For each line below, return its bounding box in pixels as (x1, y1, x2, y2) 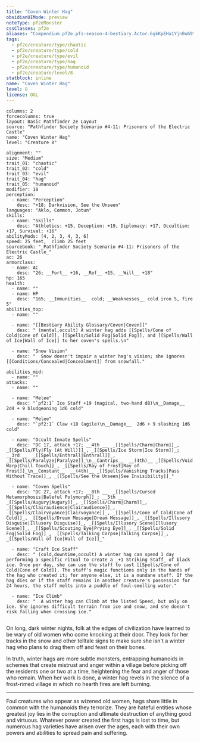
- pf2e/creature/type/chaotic (11, 42, 86, 48)
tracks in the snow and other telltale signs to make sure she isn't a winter (6, 637, 185, 644)
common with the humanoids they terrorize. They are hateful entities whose (6, 704, 192, 711)
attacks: (6, 379, 28, 385)
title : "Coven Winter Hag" (6, 8, 73, 15)
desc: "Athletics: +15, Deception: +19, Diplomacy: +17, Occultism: (17, 223, 190, 229)
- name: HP (11, 290, 39, 297)
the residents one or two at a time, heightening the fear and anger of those (6, 668, 189, 675)
